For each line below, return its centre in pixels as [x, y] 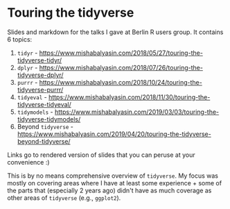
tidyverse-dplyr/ [40, 75]
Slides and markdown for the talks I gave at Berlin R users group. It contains [115, 32]
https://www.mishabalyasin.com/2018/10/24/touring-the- [121, 82]
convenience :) [28, 162]
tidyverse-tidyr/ [39, 60]
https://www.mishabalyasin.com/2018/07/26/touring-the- [121, 67]
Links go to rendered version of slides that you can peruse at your [101, 155]
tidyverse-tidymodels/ [49, 119]
